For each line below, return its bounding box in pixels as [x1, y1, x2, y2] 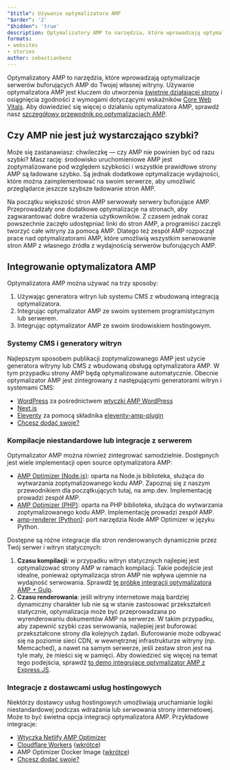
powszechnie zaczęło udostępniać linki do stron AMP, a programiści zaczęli [7, 219, 221, 227]
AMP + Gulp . [16, 585, 53, 593]
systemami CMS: [7, 383, 55, 391]
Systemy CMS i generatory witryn [7, 338, 122, 348]
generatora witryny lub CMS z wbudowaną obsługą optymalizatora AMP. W [7, 361, 220, 370]
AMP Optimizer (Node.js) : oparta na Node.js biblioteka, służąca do [16, 471, 205, 480]
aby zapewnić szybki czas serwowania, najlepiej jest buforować [16, 621, 197, 630]
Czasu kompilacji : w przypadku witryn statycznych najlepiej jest [16, 556, 200, 564]
